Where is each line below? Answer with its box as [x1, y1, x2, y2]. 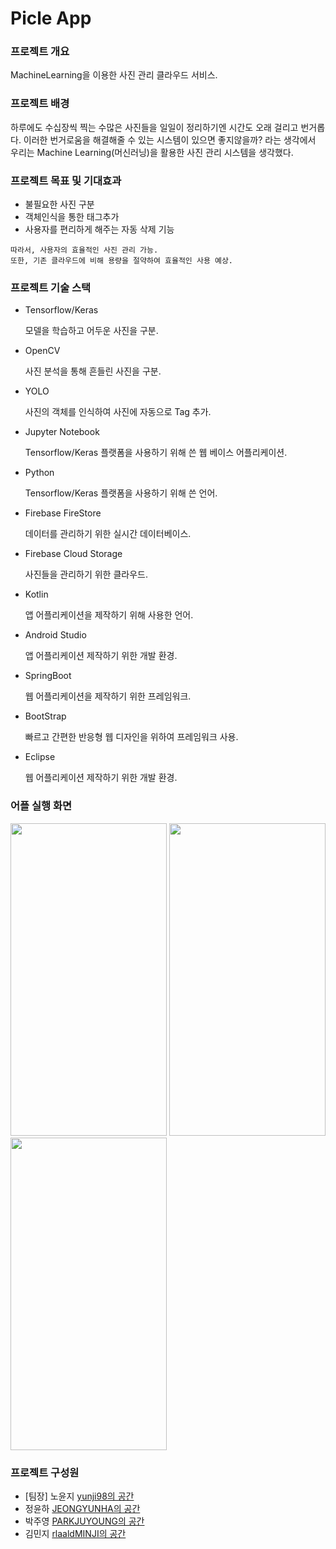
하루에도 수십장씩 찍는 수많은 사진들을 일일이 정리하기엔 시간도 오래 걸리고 [10, 121, 299, 133]
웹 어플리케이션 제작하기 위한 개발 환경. [24, 772, 178, 784]
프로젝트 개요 [10, 45, 70, 59]
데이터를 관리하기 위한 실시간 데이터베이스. [24, 528, 192, 540]
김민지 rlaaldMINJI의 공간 [24, 1527, 127, 1539]
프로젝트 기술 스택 [10, 281, 92, 294]
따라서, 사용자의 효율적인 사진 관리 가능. [10, 245, 159, 256]
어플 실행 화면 [10, 799, 73, 813]
